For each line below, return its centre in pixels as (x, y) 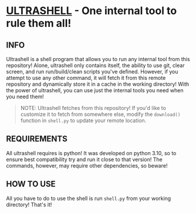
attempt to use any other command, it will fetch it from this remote (86, 78)
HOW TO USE (31, 184)
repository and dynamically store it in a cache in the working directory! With (98, 84)
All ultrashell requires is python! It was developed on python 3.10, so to (91, 153)
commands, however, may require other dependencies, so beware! (87, 165)
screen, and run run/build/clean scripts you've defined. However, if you (92, 71)
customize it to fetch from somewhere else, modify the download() (100, 114)
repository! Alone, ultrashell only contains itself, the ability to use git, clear (95, 65)
